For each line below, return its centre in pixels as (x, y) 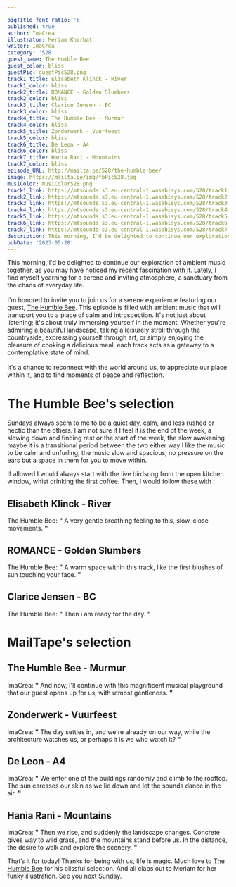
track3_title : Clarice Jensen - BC (59, 105)
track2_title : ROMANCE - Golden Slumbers (69, 92)
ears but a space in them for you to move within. (77, 460)
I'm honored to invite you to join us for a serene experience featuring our (112, 300)
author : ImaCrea (31, 33)
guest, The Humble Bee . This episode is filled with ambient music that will (114, 308)
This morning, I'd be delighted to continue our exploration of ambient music (117, 263)
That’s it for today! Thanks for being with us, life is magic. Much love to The (116, 861)
